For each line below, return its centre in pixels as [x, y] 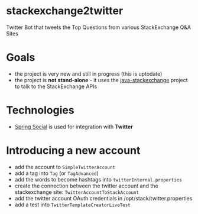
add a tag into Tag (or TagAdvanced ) [56, 173]
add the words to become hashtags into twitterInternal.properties [98, 179]
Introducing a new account [73, 150]
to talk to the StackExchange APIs [56, 86]
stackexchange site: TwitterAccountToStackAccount [77, 192]
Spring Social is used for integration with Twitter [74, 127]
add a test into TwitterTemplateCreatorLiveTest [73, 205]
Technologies [40, 110]
